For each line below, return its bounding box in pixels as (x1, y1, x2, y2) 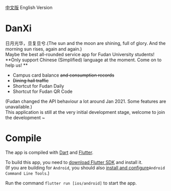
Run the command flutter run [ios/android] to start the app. (5, 180, 137, 186)
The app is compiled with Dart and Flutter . (5, 149, 93, 155)
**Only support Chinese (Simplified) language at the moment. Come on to (5, 57, 162, 63)
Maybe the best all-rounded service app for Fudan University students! (5, 51, 155, 57)
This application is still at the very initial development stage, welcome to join (5, 109, 165, 115)
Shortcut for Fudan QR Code (12, 88, 73, 94)
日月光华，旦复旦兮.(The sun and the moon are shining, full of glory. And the (5, 40, 166, 46)
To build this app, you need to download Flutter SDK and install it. (5, 159, 143, 165)
